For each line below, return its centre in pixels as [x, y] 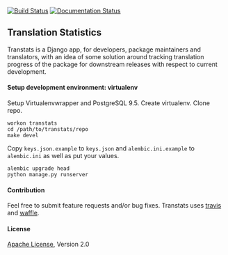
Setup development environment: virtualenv [73, 88]
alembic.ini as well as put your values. [63, 156]
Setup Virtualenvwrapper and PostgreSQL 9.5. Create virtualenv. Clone [109, 103]
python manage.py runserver [48, 175]
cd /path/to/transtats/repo [48, 130]
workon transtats [32, 123]
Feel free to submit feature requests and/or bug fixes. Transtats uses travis [114, 206]
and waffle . [23, 213]
